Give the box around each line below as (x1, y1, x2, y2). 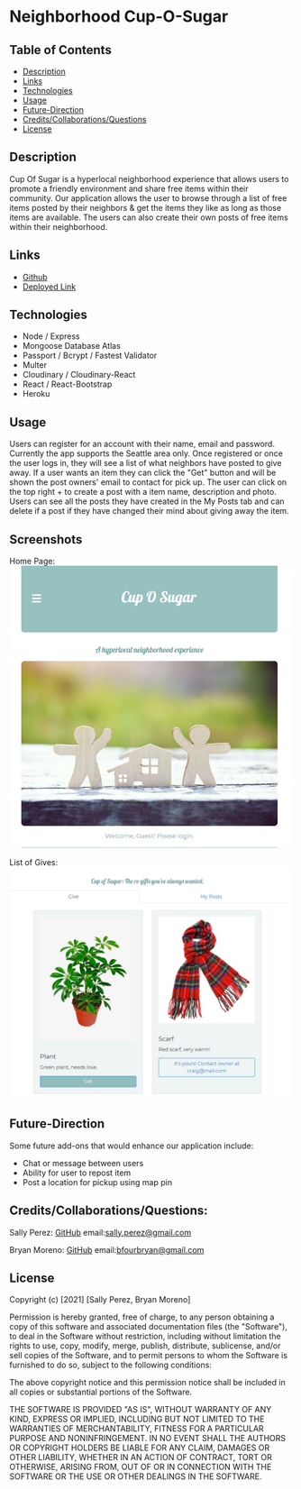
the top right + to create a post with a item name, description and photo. (9, 487, 277, 498)
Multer (22, 360, 48, 370)
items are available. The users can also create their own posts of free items (9, 212, 288, 223)
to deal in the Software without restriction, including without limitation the (9, 1331, 281, 1342)
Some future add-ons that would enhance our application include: (9, 1140, 254, 1151)
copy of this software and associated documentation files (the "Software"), (9, 1321, 288, 1332)
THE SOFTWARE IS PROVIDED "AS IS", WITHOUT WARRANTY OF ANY (9, 1404, 272, 1415)
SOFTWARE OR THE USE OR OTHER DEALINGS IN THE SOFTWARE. (9, 1471, 262, 1482)
